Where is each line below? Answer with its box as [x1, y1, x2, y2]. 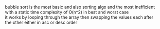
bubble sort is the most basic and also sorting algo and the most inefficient [5, 4, 155, 10]
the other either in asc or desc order [5, 19, 78, 25]
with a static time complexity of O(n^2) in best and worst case [5, 9, 129, 15]
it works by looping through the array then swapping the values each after [5, 14, 154, 20]
